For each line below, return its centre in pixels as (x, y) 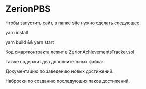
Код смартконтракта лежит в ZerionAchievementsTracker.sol (70, 52)
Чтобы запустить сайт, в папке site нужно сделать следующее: (73, 23)
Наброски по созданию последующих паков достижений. (67, 81)
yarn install (17, 32)
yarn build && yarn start (30, 42)
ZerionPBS (28, 9)
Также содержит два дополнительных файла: (54, 61)
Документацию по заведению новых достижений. (59, 71)
